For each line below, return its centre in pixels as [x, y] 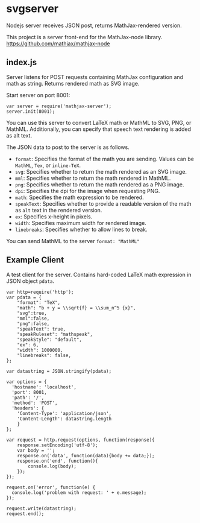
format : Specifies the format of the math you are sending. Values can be [105, 159]
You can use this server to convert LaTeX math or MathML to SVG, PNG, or [99, 122]
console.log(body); [52, 466]
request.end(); [25, 514]
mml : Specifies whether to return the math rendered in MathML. [93, 178]
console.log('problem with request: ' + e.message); [79, 493]
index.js [22, 62]
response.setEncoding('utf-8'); [58, 445]
